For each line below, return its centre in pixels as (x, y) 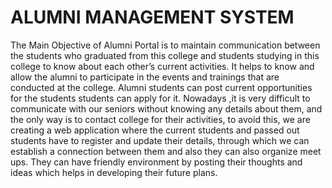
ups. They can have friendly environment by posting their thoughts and (156, 162)
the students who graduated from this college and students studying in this (165, 55)
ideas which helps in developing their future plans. (114, 172)
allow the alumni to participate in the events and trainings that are (145, 77)
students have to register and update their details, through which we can (160, 140)
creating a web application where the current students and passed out (155, 130)
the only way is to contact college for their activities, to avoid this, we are (160, 119)
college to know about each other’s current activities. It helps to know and (162, 66)
